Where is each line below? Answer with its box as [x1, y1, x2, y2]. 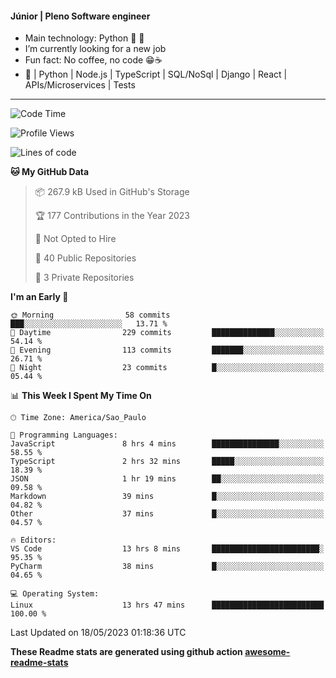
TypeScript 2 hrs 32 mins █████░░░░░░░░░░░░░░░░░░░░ [10, 457, 325, 467]
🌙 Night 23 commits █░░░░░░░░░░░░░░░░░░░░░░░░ [10, 363, 325, 373]
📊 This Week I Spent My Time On [10, 390, 152, 402]
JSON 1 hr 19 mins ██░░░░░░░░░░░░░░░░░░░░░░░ [10, 474, 325, 484]
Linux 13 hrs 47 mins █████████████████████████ [10, 600, 325, 611]
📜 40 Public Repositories [34, 252, 137, 264]
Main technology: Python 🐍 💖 [24, 32, 145, 44]
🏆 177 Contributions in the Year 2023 [34, 210, 190, 222]
